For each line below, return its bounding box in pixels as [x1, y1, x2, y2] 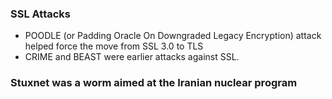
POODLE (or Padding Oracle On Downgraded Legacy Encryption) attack [24, 30, 322, 42]
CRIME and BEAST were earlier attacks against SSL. [24, 51, 240, 63]
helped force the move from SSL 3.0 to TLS [24, 40, 204, 52]
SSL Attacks [10, 7, 71, 21]
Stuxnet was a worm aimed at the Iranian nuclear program [10, 76, 298, 90]
